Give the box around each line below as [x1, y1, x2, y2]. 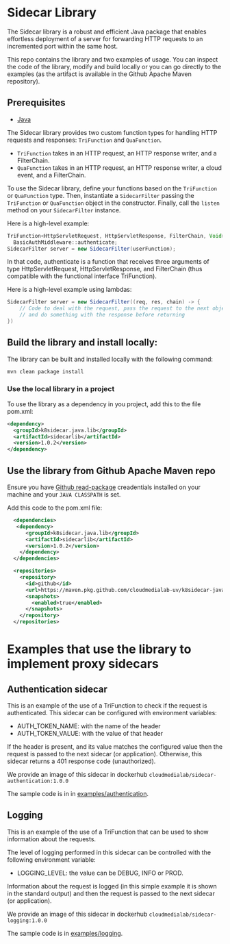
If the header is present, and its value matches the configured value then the [7, 743, 223, 751]
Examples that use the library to [7, 642, 192, 657]
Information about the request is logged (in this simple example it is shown [7, 882, 217, 890]
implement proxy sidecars [7, 656, 159, 672]
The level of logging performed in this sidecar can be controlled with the [7, 848, 211, 856]
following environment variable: [7, 855, 96, 864]
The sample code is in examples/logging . [7, 929, 123, 937]
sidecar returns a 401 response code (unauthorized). [7, 757, 156, 765]
